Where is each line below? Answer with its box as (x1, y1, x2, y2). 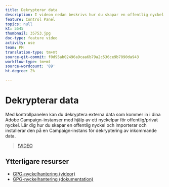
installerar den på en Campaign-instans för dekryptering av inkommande (5, 127, 157, 133)
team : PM (5, 45, 24, 50)
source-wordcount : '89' (5, 64, 56, 69)
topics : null (5, 21, 33, 27)
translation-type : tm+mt (5, 50, 58, 55)
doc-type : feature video (5, 36, 58, 41)
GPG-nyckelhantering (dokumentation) (12, 176, 94, 182)
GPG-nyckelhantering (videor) (12, 170, 76, 177)
